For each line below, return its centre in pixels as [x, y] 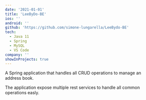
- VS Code [19, 50]
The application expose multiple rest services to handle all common [73, 87]
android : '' [17, 23]
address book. [19, 78]
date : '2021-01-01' [25, 9]
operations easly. [22, 93]
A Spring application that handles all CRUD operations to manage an [73, 73]
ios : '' [13, 18]
